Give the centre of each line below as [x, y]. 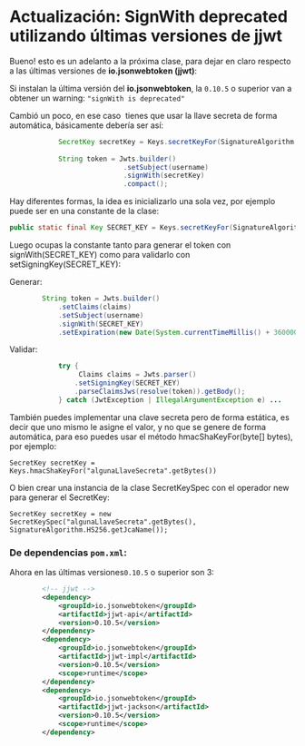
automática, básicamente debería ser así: [87, 125]
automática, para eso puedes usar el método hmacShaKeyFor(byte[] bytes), [151, 437]
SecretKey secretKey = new [60, 514]
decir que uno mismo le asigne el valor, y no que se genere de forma [138, 427]
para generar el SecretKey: [60, 497]
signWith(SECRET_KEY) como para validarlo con [100, 255]
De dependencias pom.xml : [68, 553]
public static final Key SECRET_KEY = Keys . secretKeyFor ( [121, 228]
